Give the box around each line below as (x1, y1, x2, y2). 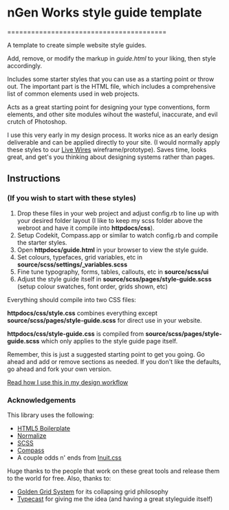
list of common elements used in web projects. (7, 89, 140, 98)
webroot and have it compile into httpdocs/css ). (17, 224, 155, 232)
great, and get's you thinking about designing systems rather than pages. (7, 153, 215, 161)
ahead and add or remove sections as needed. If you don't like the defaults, (7, 357, 221, 365)
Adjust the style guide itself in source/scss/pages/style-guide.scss (17, 275, 212, 283)
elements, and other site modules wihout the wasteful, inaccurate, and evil (7, 110, 218, 118)
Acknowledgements (7, 395, 76, 405)
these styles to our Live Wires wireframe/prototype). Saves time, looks (7, 145, 207, 153)
